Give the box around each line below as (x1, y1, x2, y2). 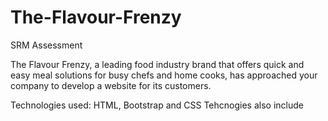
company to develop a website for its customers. (10, 79, 212, 91)
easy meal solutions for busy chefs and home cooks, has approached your (10, 69, 318, 81)
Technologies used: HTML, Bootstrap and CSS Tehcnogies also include (10, 99, 304, 111)
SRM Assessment (10, 39, 83, 51)
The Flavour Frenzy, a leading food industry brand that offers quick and (10, 58, 305, 70)
